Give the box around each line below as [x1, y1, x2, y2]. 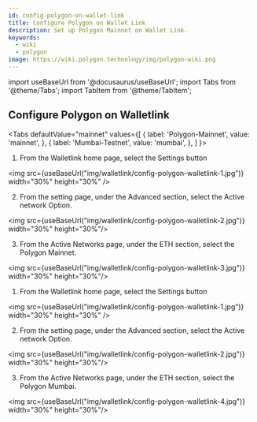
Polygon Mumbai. [19, 381, 77, 390]
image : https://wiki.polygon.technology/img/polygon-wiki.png [8, 56, 216, 64]
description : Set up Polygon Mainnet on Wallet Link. [8, 26, 189, 34]
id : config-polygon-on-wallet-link [8, 11, 125, 20]
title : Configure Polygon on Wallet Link [8, 19, 146, 27]
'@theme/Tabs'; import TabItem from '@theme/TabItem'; [8, 85, 192, 95]
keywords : [8, 33, 41, 42]
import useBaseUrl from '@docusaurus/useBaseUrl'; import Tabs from [8, 77, 236, 87]
